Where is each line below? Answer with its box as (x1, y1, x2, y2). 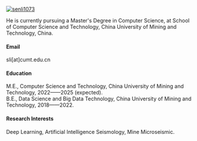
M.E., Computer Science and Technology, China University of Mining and (6, 83, 185, 90)
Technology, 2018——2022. (6, 101, 74, 109)
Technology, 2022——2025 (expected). (6, 89, 103, 96)
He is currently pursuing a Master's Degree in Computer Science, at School (6, 17, 190, 24)
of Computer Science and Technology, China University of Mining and (6, 24, 177, 30)
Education (6, 70, 32, 77)
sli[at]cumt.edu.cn (6, 56, 51, 63)
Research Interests (6, 115, 54, 122)
